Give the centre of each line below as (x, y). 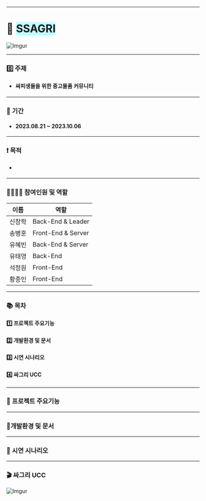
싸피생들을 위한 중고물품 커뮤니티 (54, 86)
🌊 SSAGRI (31, 29)
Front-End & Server (61, 232)
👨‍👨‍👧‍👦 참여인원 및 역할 (37, 193)
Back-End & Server (61, 244)
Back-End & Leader (61, 221)
